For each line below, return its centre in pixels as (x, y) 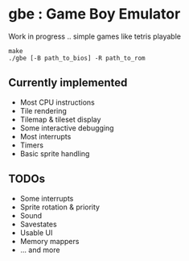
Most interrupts (45, 136)
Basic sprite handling (55, 153)
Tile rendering (43, 110)
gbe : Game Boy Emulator (94, 14)
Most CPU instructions (57, 102)
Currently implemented (68, 83)
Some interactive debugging (67, 128)
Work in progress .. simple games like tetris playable (94, 36)
